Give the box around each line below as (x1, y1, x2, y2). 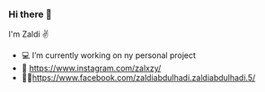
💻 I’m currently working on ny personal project (21, 50, 197, 61)
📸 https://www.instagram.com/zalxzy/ (21, 63, 162, 74)
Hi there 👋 (8, 8, 53, 21)
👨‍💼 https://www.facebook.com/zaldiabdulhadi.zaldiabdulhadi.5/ (21, 72, 256, 83)
